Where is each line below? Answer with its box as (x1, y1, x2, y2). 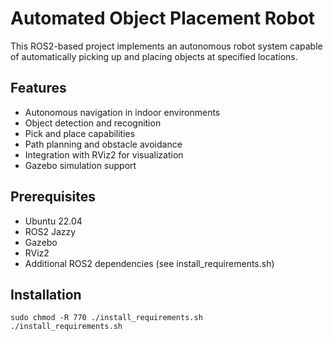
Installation (10, 286, 82, 303)
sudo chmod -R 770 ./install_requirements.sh (10, 313, 203, 323)
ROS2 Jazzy (24, 225, 77, 237)
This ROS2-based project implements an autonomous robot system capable (10, 40, 323, 52)
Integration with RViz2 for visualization (24, 148, 184, 161)
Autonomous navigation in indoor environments (24, 106, 221, 118)
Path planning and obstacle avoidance (24, 138, 183, 150)
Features (10, 80, 67, 97)
